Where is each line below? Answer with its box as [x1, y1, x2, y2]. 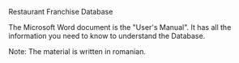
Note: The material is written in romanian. [8, 47, 147, 56]
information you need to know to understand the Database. [8, 31, 206, 40]
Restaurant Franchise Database [8, 7, 113, 16]
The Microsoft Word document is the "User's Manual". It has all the [8, 23, 232, 31]
